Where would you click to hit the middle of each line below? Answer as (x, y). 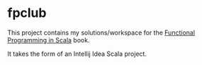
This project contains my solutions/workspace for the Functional (101, 32)
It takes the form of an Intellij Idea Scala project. (77, 54)
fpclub (27, 13)
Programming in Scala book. (49, 40)
